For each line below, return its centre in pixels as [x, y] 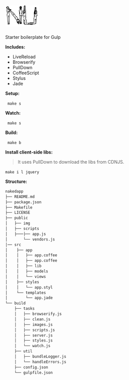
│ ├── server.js [34, 335]
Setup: [12, 93]
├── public [17, 218]
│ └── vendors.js [30, 239]
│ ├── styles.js [34, 341]
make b [14, 142]
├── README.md [20, 197]
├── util [23, 351]
